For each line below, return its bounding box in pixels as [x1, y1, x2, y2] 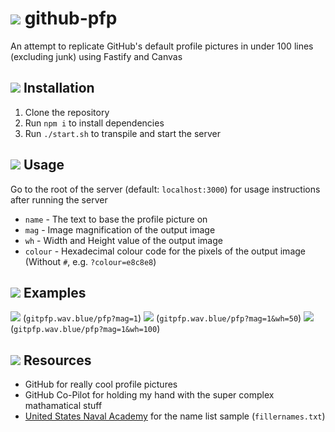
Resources [23, 352, 92, 369]
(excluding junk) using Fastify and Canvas [10, 50, 183, 62]
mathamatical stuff [24, 400, 103, 412]
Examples [23, 284, 87, 301]
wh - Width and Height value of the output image [24, 234, 223, 246]
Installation [23, 80, 95, 97]
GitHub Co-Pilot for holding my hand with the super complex [24, 389, 275, 401]
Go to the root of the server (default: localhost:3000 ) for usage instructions [10, 183, 321, 195]
